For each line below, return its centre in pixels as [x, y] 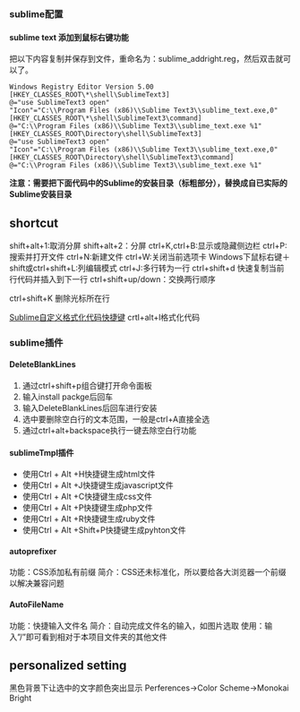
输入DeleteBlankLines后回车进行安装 [90, 408]
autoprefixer [33, 551]
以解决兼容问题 [37, 583]
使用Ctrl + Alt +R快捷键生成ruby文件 [89, 519]
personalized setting [68, 666]
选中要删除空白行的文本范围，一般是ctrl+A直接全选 [116, 419]
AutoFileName [37, 605]
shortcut [34, 223]
